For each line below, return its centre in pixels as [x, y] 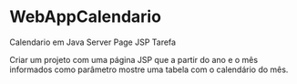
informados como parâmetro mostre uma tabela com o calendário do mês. [149, 69]
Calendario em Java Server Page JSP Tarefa [92, 42]
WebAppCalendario [86, 17]
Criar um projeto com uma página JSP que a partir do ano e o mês [133, 59]
